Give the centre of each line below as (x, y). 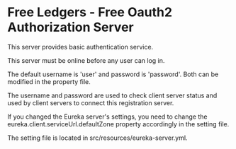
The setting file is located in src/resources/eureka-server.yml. (97, 138)
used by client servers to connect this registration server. (91, 102)
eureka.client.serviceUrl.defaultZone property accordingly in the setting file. (118, 124)
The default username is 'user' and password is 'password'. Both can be (113, 74)
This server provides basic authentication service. (80, 47)
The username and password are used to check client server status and (112, 95)
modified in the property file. (49, 81)
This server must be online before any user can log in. (86, 60)
